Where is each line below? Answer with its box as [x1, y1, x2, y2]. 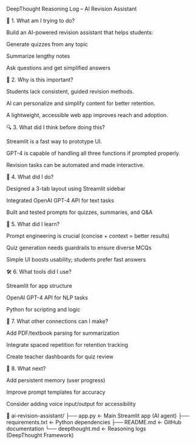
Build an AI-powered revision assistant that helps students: [6, 29, 154, 36]
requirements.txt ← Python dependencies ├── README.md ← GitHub [6, 419, 182, 425]
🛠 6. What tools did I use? [6, 268, 72, 275]
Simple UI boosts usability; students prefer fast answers [6, 256, 146, 263]
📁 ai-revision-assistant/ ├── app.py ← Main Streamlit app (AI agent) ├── [6, 412, 190, 419]
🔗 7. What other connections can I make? [6, 318, 109, 325]
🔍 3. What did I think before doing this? [6, 124, 105, 130]
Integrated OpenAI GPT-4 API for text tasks [6, 197, 114, 204]
